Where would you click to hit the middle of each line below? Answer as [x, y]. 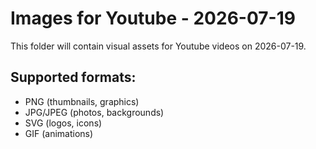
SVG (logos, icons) [63, 123]
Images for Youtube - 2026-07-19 [153, 18]
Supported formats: [73, 77]
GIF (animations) [59, 133]
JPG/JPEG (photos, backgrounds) [94, 112]
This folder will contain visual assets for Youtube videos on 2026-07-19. [158, 46]
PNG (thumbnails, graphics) [82, 101]
